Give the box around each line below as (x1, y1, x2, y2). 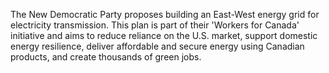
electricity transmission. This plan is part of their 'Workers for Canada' (10, 19, 300, 31)
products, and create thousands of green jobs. (10, 51, 202, 63)
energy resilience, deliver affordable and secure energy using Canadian (10, 40, 305, 52)
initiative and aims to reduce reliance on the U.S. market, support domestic (10, 30, 318, 41)
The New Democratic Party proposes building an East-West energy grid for (10, 9, 320, 20)
